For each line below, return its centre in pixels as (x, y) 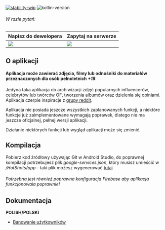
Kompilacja (23, 145)
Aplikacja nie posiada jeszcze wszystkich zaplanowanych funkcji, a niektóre (83, 110)
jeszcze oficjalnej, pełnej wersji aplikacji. (47, 120)
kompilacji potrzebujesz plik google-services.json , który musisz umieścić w (82, 162)
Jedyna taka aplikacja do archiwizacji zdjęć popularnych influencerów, (78, 89)
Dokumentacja (29, 201)
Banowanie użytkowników (39, 222)
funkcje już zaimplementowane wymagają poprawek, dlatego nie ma (75, 115)
